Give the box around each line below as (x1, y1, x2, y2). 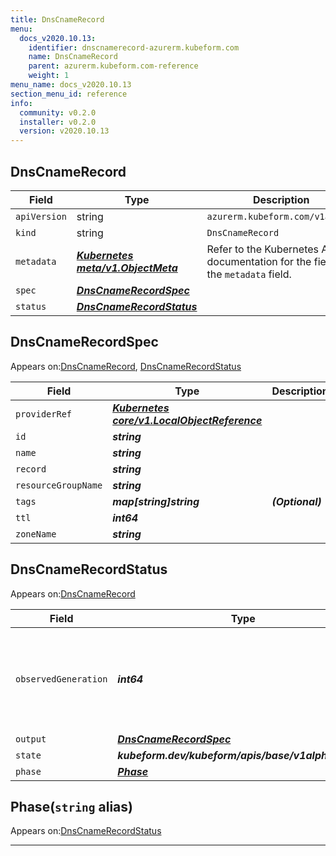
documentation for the (206, 254, 312, 268)
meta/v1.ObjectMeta (76, 261, 178, 275)
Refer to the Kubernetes (206, 242, 319, 256)
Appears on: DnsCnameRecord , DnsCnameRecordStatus (10, 360, 242, 372)
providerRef (15, 408, 73, 420)
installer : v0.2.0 (19, 117, 97, 127)
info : (10, 98, 33, 108)
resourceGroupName (15, 479, 103, 491)
